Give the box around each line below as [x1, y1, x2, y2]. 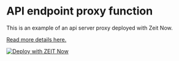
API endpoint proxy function [6, 4, 153, 18]
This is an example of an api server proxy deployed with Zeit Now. [6, 24, 173, 31]
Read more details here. [6, 36, 67, 43]
